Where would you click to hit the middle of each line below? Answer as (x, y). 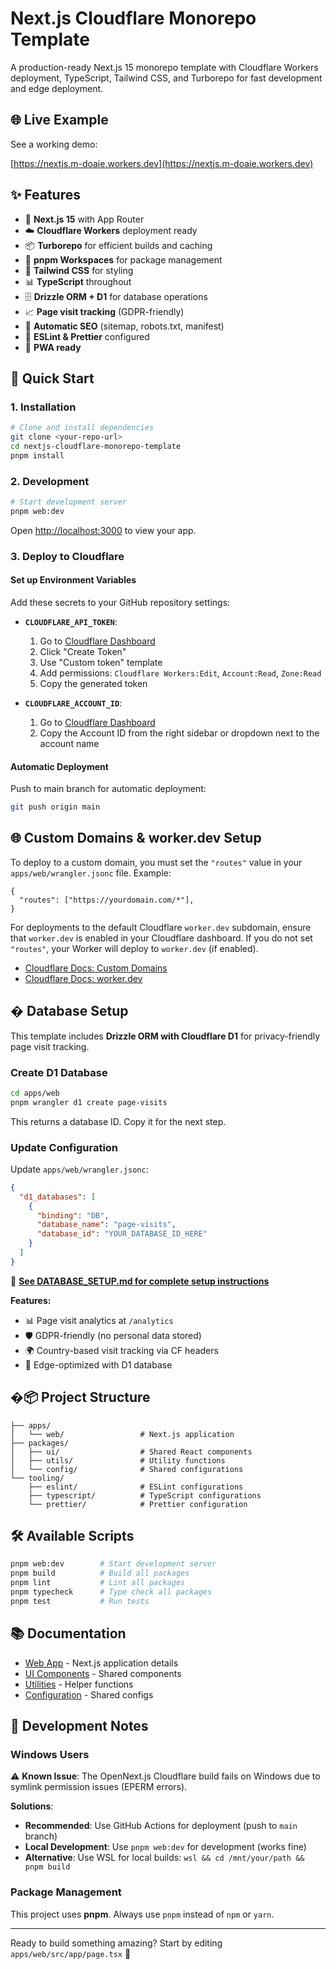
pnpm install (37, 455)
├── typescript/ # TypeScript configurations (145, 1495)
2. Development (50, 481)
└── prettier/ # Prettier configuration (138, 1504)
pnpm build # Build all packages (100, 1573)
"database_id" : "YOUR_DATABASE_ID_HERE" (122, 1234)
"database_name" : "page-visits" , (106, 1225)
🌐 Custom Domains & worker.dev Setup (136, 838)
